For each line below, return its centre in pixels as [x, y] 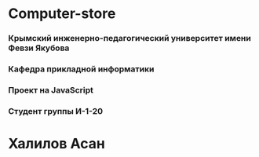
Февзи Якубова [39, 48]
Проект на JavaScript [51, 89]
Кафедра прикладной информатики [81, 69]
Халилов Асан [57, 144]
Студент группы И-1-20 [56, 111]
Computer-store [62, 14]
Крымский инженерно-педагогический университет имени [129, 38]
